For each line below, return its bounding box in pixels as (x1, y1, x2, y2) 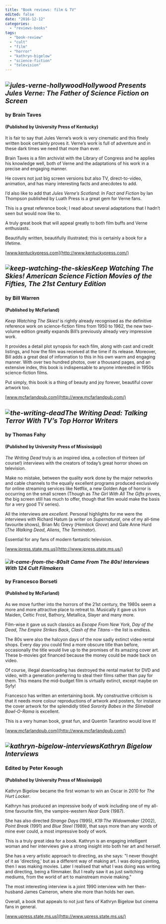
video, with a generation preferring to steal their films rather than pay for (5, 672, 153, 678)
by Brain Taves (5, 111, 42, 118)
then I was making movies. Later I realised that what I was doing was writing (5, 863, 161, 869)
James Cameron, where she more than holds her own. (24, 889, 135, 895)
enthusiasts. (5, 225, 30, 231)
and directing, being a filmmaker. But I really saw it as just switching (5, 869, 144, 875)
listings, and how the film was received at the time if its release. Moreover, (5, 349, 157, 355)
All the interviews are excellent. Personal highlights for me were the (5, 511, 143, 517)
